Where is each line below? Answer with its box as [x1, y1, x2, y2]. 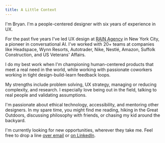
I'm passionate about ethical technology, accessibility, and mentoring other [5, 101, 159, 107]
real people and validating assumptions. [5, 92, 87, 98]
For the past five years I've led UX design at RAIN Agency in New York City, [5, 36, 160, 42]
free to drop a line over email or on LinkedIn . [5, 132, 96, 138]
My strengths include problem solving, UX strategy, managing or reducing [5, 81, 157, 87]
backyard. [5, 117, 26, 123]
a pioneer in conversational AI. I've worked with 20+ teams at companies [5, 41, 155, 47]
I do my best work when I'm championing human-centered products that [5, 61, 154, 67]
